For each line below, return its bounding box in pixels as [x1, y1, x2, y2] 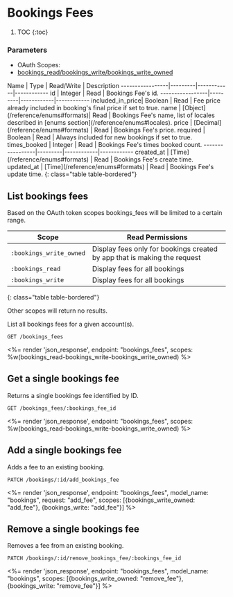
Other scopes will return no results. [7, 306, 108, 315]
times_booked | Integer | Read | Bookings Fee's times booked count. [7, 141, 202, 149]
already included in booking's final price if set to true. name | [7, 104, 182, 112]
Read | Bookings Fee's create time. [94, 155, 194, 164]
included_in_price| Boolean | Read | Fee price [91, 96, 221, 105]
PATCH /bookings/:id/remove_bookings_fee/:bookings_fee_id [7, 555, 182, 562]
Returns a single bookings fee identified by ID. [7, 391, 139, 399]
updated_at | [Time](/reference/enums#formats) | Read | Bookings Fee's [7, 163, 214, 171]
